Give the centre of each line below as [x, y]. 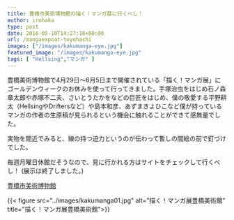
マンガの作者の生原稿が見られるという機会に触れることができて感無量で [111, 115]
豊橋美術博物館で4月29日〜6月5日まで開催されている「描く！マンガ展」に [114, 80]
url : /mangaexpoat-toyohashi [49, 40]
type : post [23, 27]
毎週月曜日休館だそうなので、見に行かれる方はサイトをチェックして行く [111, 162]
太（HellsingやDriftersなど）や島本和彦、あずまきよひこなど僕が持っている [115, 106]
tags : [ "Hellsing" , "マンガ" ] [51, 59]
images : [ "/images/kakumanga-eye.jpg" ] [65, 46]
